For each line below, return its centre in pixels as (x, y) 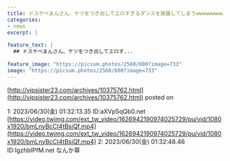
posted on (159, 97)
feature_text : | (30, 45)
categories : (24, 20)
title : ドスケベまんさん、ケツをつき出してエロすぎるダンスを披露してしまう (102, 13)
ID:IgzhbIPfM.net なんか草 (44, 150)
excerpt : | (23, 32)
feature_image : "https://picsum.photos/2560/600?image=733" (95, 64)
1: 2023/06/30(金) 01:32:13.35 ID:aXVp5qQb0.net (76, 111)
